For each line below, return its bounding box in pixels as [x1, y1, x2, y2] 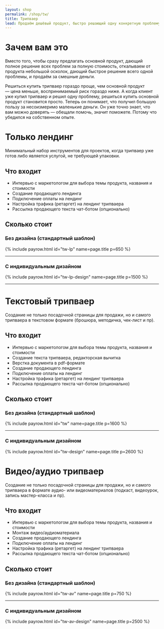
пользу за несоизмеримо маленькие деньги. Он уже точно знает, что [5, 104, 150, 110]
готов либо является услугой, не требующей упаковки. [5, 153, 121, 159]
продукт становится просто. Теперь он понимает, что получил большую [5, 99, 156, 105]
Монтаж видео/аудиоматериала [12, 530, 80, 536]
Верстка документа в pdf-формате [12, 360, 85, 366]
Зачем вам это [5, 42, 68, 53]
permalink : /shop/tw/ [5, 12, 49, 17]
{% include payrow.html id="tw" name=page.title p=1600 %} [5, 420, 127, 426]
